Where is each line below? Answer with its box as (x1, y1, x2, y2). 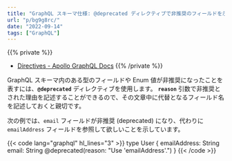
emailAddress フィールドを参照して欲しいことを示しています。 (7, 125, 184, 133)
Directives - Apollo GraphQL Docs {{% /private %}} (17, 61, 164, 70)
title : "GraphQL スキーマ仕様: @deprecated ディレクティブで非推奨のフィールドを (7, 10, 223, 17)
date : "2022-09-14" (7, 23, 64, 30)
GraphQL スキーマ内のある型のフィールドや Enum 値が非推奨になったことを (7, 76, 223, 84)
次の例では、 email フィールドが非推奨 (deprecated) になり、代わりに (7, 117, 204, 125)
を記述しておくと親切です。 (7, 102, 85, 111)
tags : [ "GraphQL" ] (7, 29, 60, 37)
